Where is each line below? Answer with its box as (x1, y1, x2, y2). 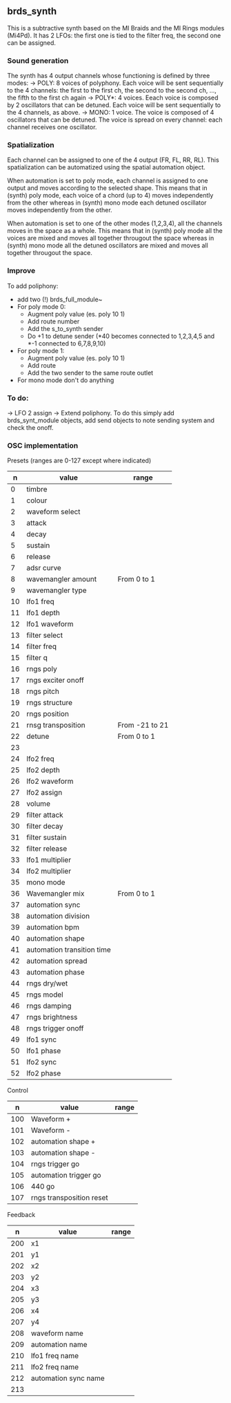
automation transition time (26, 945, 112, 954)
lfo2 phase (26, 1068, 61, 1078)
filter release (26, 844, 68, 854)
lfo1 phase (26, 1046, 61, 1056)
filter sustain (26, 833, 67, 842)
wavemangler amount (26, 574, 97, 584)
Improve (7, 266, 36, 276)
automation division (26, 912, 90, 921)
